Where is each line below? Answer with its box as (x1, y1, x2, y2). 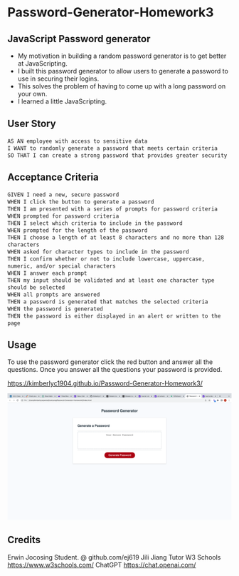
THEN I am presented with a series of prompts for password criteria (7, 205, 218, 213)
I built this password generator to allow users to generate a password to (17, 67, 229, 75)
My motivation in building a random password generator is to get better (17, 51, 227, 60)
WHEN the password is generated (7, 305, 103, 313)
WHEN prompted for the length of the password (7, 226, 148, 234)
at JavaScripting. (17, 59, 68, 68)
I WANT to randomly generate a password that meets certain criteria (7, 144, 218, 152)
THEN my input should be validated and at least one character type (7, 276, 215, 284)
